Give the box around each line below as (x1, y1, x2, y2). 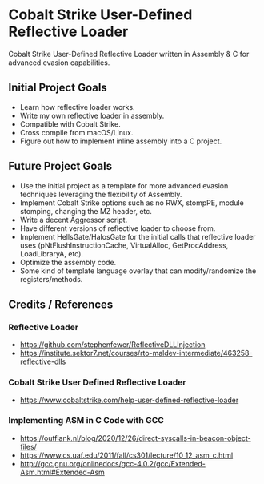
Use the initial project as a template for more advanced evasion (19, 180, 229, 190)
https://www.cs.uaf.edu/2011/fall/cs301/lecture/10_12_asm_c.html (19, 450, 234, 460)
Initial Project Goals (8, 81, 108, 95)
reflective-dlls (19, 357, 66, 366)
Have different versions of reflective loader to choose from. (19, 223, 216, 233)
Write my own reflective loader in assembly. (19, 111, 165, 120)
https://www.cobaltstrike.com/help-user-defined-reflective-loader (19, 395, 239, 405)
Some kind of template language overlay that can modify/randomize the (19, 266, 257, 276)
